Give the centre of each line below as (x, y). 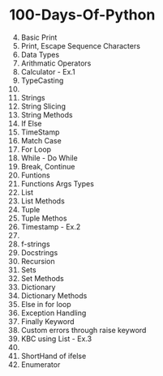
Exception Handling (54, 313)
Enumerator (41, 364)
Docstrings (39, 252)
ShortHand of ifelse (54, 356)
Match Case (41, 140)
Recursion (38, 261)
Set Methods (42, 278)
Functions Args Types (57, 183)
